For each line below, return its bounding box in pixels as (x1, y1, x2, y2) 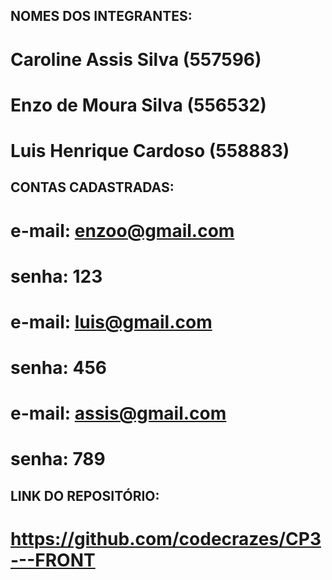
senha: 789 (10, 448, 106, 471)
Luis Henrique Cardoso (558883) (10, 139, 290, 162)
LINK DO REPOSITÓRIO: (10, 487, 160, 504)
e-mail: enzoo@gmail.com (10, 219, 235, 242)
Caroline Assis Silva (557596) (10, 48, 262, 71)
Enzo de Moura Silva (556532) (10, 94, 267, 116)
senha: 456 (10, 357, 107, 379)
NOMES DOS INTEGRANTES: (10, 8, 193, 25)
